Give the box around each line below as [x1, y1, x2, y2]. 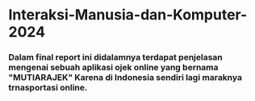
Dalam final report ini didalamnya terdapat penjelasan [8, 52, 224, 63]
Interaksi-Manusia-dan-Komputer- [8, 6, 248, 24]
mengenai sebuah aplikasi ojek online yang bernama [8, 62, 219, 74]
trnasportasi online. [8, 82, 88, 94]
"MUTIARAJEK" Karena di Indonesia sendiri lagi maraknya [8, 72, 242, 83]
